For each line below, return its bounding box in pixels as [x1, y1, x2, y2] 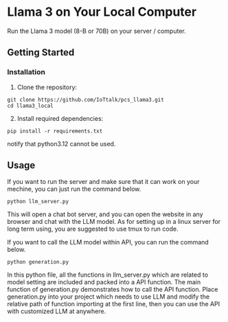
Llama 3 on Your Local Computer [7, 4, 197, 20]
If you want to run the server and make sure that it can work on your [7, 178, 200, 186]
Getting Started [7, 47, 75, 58]
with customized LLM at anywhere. [7, 307, 106, 316]
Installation [7, 67, 46, 77]
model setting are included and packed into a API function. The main [7, 278, 201, 286]
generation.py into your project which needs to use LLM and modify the [7, 292, 210, 301]
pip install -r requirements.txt [7, 128, 103, 135]
